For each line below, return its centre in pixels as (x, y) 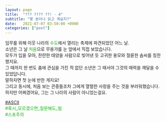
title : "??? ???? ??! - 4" (34, 14)
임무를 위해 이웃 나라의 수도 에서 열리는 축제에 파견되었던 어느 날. (67, 43)
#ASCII (12, 103)
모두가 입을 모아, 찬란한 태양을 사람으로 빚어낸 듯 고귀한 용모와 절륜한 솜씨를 (79, 56)
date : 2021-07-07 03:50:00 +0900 (42, 24)
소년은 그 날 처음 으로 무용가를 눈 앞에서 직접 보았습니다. (59, 49)
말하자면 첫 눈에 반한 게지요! (32, 80)
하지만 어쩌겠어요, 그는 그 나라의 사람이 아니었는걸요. (56, 93)
